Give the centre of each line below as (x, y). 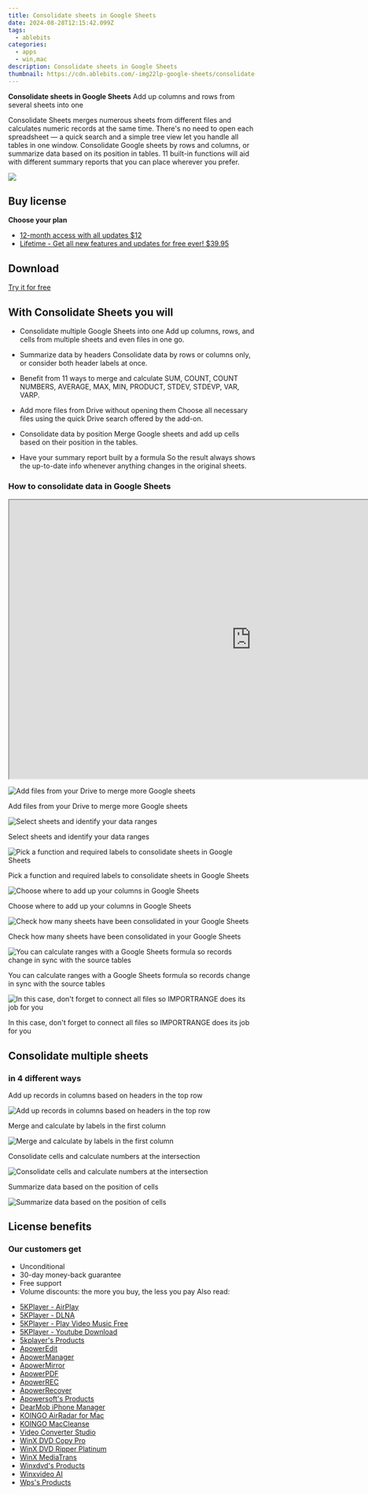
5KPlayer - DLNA (47, 1315)
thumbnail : (26, 74)
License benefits (50, 1227)
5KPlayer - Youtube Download (68, 1331)
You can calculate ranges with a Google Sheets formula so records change (129, 976)
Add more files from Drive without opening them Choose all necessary (133, 411)
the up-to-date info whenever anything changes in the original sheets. (133, 466)
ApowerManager (47, 1357)
